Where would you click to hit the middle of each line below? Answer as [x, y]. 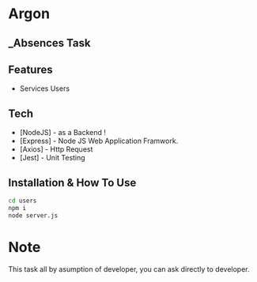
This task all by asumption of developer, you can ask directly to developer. [129, 269]
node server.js [33, 215]
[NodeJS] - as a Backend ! [63, 133]
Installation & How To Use [72, 182]
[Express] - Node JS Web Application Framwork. [99, 141]
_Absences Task [49, 43]
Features [30, 69]
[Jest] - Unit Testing [52, 158]
